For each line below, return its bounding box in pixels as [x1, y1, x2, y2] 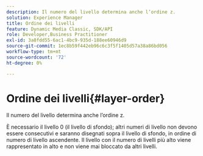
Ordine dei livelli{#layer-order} [6, 91, 165, 105]
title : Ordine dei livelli [6, 20, 75, 26]
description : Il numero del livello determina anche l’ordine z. [6, 9, 176, 15]
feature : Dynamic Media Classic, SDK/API [6, 26, 113, 32]
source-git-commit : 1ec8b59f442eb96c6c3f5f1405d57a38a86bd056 [6, 43, 168, 49]
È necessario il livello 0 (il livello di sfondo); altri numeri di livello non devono [6, 123, 198, 131]
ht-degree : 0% [6, 60, 43, 66]
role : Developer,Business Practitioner [6, 32, 108, 38]
